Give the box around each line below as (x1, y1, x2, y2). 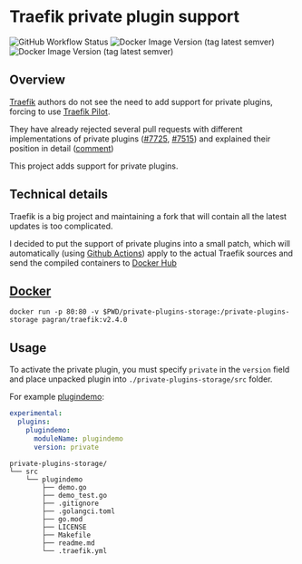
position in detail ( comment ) (9, 142, 114, 153)
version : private (33, 442, 100, 452)
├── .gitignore (42, 499, 100, 508)
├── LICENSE (42, 522, 88, 531)
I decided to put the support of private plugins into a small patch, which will (9, 238, 290, 248)
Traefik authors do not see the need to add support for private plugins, (9, 96, 274, 107)
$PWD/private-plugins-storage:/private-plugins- (102, 307, 290, 316)
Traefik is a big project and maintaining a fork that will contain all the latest (9, 210, 287, 221)
